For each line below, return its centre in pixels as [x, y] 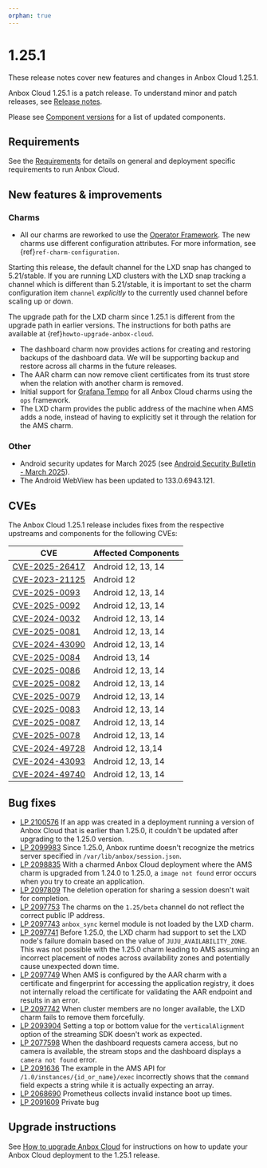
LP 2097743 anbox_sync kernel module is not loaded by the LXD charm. [137, 924]
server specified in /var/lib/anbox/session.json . [100, 856]
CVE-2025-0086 [47, 670]
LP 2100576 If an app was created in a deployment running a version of [137, 822]
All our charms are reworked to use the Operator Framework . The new [135, 235]
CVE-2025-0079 [47, 697]
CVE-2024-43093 [49, 761]
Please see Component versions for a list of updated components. [117, 117]
